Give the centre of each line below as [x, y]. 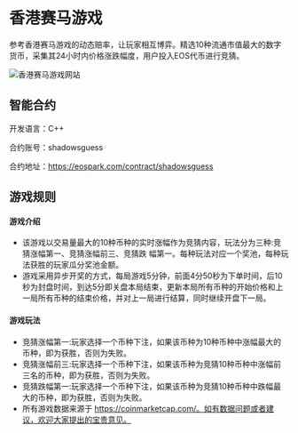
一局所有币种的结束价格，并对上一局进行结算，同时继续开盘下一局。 [146, 298]
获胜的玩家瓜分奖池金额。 [77, 265]
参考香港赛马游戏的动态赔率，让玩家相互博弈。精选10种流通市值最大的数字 [145, 44]
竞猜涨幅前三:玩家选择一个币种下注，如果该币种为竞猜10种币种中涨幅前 [152, 364]
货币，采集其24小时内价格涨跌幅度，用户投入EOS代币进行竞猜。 [127, 55]
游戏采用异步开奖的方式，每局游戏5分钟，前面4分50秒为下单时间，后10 [152, 276]
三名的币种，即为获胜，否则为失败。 [88, 375]
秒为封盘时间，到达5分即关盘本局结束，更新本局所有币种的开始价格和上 [153, 287]
